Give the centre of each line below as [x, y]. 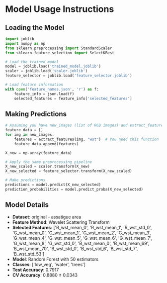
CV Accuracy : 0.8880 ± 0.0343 [45, 275]
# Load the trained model [32, 62]
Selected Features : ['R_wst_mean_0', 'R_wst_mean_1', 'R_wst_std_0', [82, 227]
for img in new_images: [30, 135]
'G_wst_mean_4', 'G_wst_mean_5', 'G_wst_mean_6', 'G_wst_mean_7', [82, 238]
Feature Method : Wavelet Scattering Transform [61, 222]
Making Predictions [36, 114]
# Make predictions [25, 180]
